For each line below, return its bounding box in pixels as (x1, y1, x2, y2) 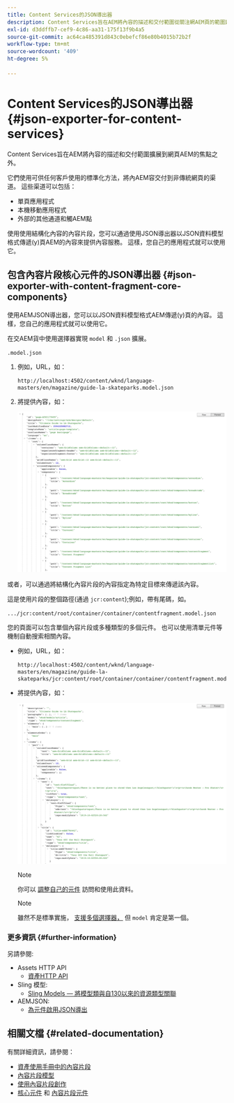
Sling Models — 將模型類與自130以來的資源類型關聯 (27, 989, 176, 997)
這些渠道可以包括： (20, 182, 77, 190)
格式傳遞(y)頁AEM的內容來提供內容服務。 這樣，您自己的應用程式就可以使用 (7, 238, 226, 246)
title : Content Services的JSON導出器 (7, 11, 113, 18)
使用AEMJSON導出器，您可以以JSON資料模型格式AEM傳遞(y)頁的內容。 (7, 310, 216, 319)
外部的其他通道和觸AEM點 (17, 214, 93, 222)
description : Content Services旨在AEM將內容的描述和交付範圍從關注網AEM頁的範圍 (7, 18, 226, 26)
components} (7, 291, 68, 303)
